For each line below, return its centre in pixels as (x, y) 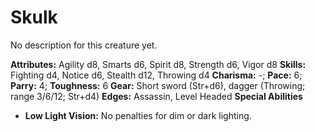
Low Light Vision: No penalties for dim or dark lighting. (138, 115)
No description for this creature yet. (84, 45)
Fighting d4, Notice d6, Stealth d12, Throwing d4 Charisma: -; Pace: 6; (156, 75)
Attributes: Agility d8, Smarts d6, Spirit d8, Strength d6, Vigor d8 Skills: (158, 64)
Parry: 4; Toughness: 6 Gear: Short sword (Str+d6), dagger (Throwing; (158, 85)
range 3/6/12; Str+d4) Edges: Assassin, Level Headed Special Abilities (156, 96)
